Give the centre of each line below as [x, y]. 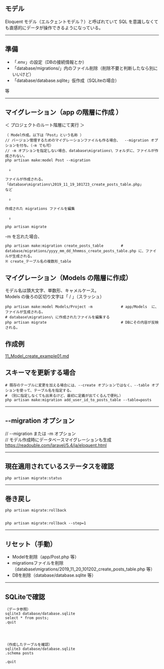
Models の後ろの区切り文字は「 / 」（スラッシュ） [55, 297]
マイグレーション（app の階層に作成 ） [64, 113]
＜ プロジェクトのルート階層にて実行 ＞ [45, 125]
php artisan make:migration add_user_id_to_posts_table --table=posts [78, 400]
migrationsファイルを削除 [38, 563]
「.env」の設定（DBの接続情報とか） [49, 62]
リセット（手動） [31, 544]
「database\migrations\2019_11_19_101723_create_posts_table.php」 [74, 185]
